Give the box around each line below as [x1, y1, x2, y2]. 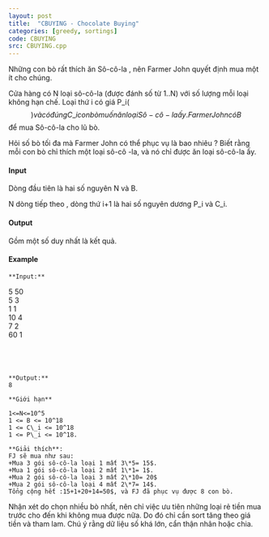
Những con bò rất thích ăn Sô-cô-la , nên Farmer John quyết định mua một [8, 64, 259, 74]
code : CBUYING [8, 34, 57, 43]
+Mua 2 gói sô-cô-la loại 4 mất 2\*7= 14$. [8, 480, 158, 488]
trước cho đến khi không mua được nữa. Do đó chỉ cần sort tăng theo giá [8, 510, 251, 520]
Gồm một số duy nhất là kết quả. [8, 236, 117, 246]
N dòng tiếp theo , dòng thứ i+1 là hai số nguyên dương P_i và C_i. [8, 200, 228, 209]
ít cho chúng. [8, 73, 53, 83]
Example [8, 255, 39, 264]
